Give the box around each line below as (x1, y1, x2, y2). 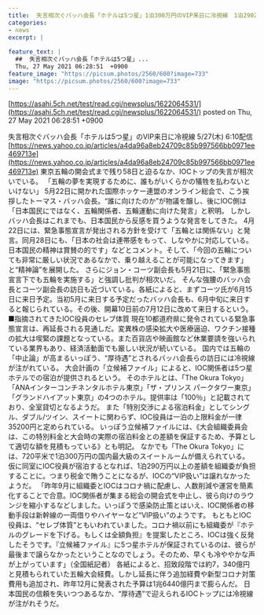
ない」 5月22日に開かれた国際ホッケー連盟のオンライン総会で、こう (21, 186, 243, 196)
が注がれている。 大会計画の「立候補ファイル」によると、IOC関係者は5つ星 (8, 363, 253, 372)
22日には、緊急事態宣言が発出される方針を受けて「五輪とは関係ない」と (8, 225, 244, 235)
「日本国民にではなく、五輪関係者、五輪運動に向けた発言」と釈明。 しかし (8, 206, 251, 215)
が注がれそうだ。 (8, 599, 64, 608)
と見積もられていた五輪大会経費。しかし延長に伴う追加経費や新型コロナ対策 (8, 569, 256, 578)
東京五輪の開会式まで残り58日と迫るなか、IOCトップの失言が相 (40, 167, 247, 176)
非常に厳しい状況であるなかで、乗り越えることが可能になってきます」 (21, 254, 248, 264)
